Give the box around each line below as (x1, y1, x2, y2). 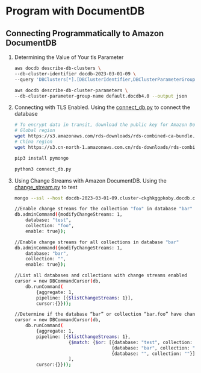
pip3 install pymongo (14, 155, 69, 161)
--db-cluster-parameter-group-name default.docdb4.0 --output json (14, 93, 187, 99)
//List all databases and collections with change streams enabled (14, 272, 187, 278)
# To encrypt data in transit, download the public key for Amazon (14, 122, 187, 128)
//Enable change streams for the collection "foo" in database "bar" (14, 206, 193, 212)
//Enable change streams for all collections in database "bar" (14, 239, 179, 245)
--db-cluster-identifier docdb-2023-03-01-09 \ (14, 71, 136, 77)
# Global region (14, 128, 55, 134)
